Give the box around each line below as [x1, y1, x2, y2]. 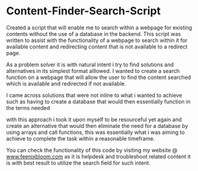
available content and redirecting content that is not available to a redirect [6, 43, 188, 50]
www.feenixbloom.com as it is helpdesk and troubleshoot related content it [6, 152, 191, 160]
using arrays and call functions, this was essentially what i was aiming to [6, 129, 185, 136]
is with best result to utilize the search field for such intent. [6, 159, 151, 166]
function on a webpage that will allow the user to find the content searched [6, 74, 191, 81]
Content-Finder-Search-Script [6, 4, 161, 18]
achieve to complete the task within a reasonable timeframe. [6, 135, 156, 142]
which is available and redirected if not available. [6, 80, 127, 87]
